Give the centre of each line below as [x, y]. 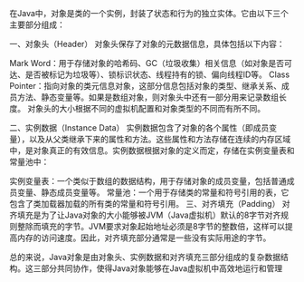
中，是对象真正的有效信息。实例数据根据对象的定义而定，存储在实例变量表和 [152, 151]
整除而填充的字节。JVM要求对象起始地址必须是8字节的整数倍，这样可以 [151, 226]
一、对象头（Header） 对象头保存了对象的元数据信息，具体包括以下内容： [147, 44]
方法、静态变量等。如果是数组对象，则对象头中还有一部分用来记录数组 [147, 97]
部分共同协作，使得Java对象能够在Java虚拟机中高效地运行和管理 [161, 268]
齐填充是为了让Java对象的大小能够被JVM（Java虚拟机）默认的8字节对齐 [145, 215]
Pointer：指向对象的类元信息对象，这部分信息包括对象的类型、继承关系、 [146, 86]
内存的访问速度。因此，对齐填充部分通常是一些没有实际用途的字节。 [144, 238]
